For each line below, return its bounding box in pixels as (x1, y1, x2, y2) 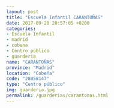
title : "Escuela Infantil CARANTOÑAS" (6, 14, 103, 20)
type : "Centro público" (6, 82, 66, 88)
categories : (6, 25, 36, 32)
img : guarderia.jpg (6, 87, 55, 93)
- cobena (6, 43, 28, 49)
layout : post (6, 8, 39, 15)
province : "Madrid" (6, 64, 55, 71)
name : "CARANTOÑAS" (6, 59, 55, 65)
